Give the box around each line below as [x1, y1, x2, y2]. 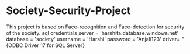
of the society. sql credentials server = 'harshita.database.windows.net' [6, 29, 179, 36]
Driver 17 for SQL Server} [24, 42, 85, 49]
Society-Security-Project [6, 4, 131, 17]
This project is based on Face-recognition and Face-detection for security [6, 23, 185, 30]
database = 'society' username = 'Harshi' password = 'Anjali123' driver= [6, 35, 180, 42]
